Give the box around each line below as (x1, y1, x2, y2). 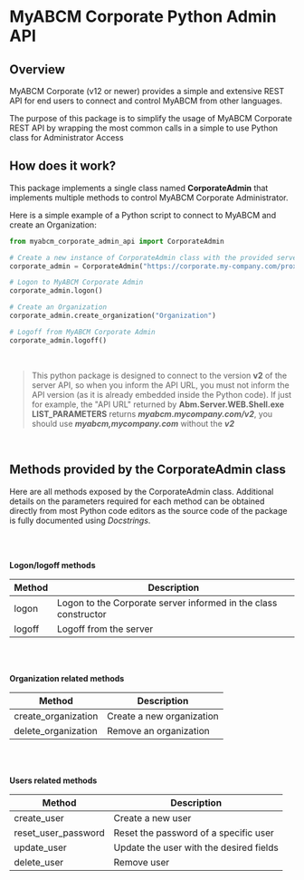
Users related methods (9, 775, 98, 786)
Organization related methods (9, 672, 125, 683)
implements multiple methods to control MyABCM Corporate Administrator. (9, 192, 289, 203)
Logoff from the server (57, 623, 154, 635)
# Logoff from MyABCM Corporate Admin (9, 327, 156, 336)
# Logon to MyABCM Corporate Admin (9, 278, 144, 287)
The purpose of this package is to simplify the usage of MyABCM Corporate (9, 113, 292, 123)
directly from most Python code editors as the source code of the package (9, 505, 288, 516)
